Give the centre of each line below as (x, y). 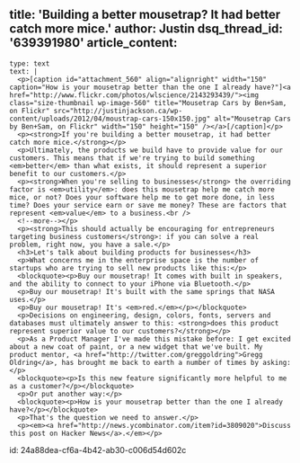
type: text (30, 63)
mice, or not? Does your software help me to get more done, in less (142, 197)
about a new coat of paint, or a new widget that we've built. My (136, 347)
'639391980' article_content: (93, 43)
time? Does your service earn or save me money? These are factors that (148, 205)
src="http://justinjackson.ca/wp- (118, 111)
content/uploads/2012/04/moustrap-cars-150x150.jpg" (110, 119)
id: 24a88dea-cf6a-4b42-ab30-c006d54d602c (98, 450)
